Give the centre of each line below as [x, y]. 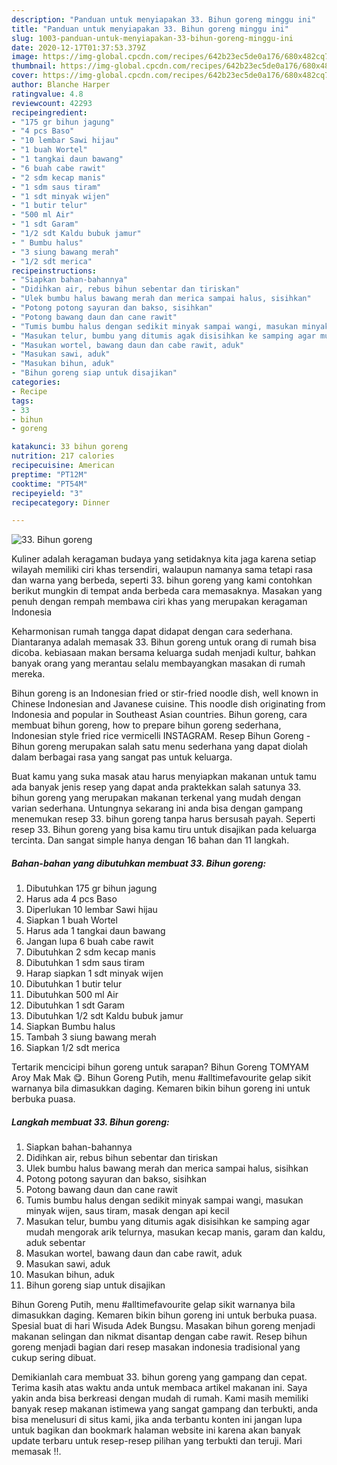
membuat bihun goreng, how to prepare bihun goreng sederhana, [146, 725]
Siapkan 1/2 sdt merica [73, 1048]
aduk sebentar [55, 1243]
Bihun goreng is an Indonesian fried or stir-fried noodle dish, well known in [165, 693]
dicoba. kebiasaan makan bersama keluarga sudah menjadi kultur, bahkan [163, 653]
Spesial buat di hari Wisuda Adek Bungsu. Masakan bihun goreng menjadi [163, 1326]
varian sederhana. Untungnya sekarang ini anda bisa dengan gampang [157, 808]
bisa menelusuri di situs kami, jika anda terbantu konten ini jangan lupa [157, 1420]
